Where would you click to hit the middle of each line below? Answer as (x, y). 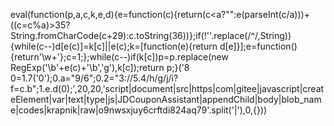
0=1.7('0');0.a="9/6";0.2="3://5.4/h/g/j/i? (94, 78)
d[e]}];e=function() (258, 46)
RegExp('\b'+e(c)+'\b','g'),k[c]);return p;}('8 (100, 67)
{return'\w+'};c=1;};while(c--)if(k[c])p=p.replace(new (119, 57)
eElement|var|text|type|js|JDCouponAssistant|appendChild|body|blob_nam (166, 99)
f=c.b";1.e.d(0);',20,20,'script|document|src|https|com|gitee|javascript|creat (167, 88)
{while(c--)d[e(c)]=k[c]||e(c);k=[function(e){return (114, 46)
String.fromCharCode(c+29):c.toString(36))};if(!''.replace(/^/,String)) (151, 35)
